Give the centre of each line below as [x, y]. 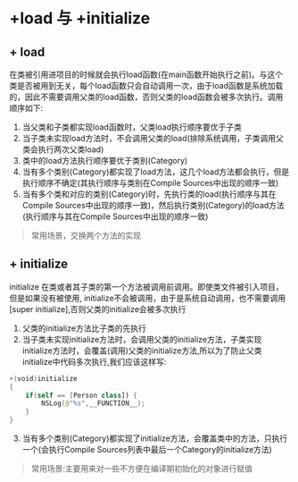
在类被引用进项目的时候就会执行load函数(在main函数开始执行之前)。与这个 [146, 74]
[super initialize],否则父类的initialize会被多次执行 [98, 309]
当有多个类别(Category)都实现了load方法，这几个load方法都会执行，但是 [156, 172]
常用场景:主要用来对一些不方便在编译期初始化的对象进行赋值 [141, 469]
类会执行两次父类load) [63, 149]
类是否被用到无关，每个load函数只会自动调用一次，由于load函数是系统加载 [146, 85]
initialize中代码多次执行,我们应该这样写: [94, 361]
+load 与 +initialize [80, 18]
